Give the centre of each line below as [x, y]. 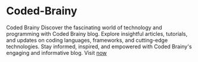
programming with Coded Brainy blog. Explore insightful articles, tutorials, [97, 33]
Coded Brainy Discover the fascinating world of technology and [84, 27]
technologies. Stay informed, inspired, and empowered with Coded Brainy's [99, 46]
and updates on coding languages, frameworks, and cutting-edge [87, 40]
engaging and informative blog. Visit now [57, 52]
